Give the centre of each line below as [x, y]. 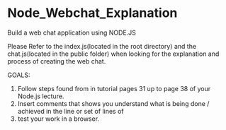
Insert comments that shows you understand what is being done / [113, 103]
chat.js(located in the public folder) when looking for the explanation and [113, 54]
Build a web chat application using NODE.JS [72, 32]
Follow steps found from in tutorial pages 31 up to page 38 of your [114, 88]
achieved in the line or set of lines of [70, 111]
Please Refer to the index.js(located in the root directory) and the [102, 46]
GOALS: [19, 75]
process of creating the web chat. [57, 61]
